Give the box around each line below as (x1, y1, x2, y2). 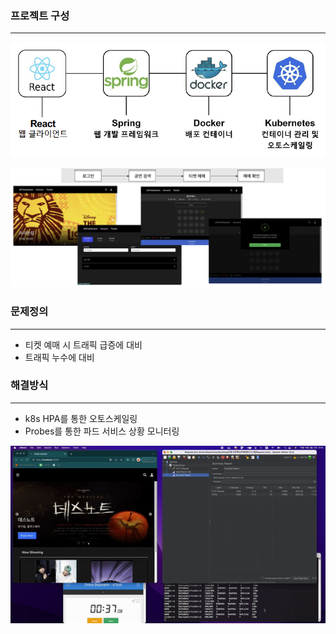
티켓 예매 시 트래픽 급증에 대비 (24, 338, 143, 351)
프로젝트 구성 (10, 8, 70, 22)
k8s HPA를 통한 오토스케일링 (24, 412, 138, 424)
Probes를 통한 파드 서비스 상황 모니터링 (24, 425, 180, 437)
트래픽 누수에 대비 (24, 351, 95, 363)
